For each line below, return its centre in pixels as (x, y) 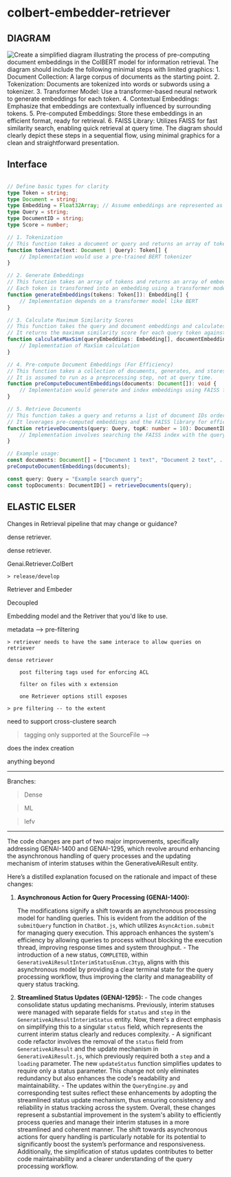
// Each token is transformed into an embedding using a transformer (109, 289)
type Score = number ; (38, 225)
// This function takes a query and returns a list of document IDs (107, 416)
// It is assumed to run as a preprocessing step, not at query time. (110, 378)
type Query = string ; (38, 212)
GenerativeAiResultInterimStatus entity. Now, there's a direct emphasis (119, 1019)
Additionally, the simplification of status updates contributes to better (115, 1151)
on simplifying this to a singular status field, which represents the (110, 1027)
